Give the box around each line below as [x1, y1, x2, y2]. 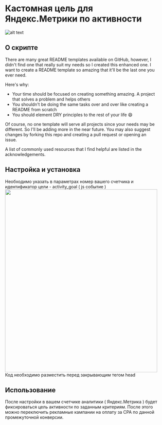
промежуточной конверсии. [5, 414, 64, 420]
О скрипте [5, 43, 38, 52]
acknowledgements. [5, 151, 46, 157]
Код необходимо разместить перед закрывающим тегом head [5, 372, 136, 378]
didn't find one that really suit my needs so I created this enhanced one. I [5, 61, 152, 67]
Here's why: [5, 81, 29, 87]
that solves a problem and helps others [12, 96, 90, 102]
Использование [5, 386, 56, 394]
